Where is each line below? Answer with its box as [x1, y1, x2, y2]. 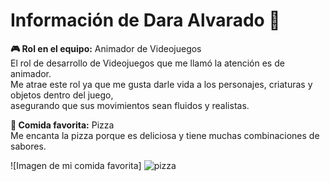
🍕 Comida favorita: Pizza [10, 119, 115, 131]
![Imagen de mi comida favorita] [10, 159, 142, 171]
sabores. [10, 140, 47, 152]
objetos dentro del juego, [10, 89, 114, 101]
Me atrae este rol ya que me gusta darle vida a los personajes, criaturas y [10, 78, 313, 90]
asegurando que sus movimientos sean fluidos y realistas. [10, 99, 250, 111]
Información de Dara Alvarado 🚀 [10, 9, 281, 32]
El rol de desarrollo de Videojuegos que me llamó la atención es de [10, 57, 285, 69]
